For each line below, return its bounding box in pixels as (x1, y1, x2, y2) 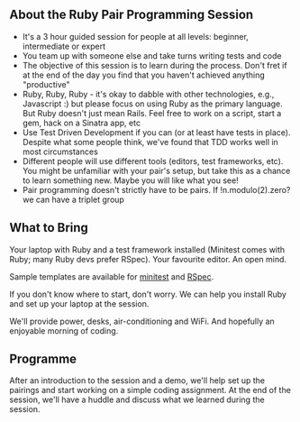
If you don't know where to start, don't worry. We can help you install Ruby (9, 289, 286, 299)
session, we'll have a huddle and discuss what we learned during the (9, 394, 265, 405)
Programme (9, 352, 77, 367)
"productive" (22, 78, 70, 89)
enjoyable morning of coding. (9, 325, 119, 336)
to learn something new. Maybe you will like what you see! (22, 175, 239, 186)
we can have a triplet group (22, 194, 124, 205)
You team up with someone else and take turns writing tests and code (22, 50, 282, 61)
